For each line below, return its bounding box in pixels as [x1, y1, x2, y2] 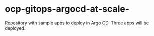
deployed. [5, 25, 26, 31]
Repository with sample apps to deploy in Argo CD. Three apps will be [5, 20, 149, 26]
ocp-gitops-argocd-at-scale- [5, 3, 130, 15]
